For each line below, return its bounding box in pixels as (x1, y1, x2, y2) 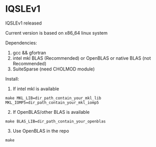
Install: (5, 76, 19, 82)
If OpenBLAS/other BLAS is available (12, 109, 90, 115)
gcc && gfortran (12, 50, 46, 56)
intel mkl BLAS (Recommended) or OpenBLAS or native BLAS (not (12, 55, 151, 61)
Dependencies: (5, 39, 37, 46)
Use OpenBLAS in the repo (12, 128, 69, 134)
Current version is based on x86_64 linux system (5, 30, 108, 36)
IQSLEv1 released (5, 20, 42, 26)
